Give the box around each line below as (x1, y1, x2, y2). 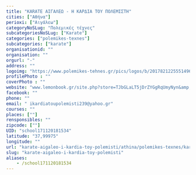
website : (6, 85, 27, 90)
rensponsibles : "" (6, 117, 51, 123)
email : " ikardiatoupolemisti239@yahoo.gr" (6, 100, 114, 107)
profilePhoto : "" (6, 73, 51, 79)
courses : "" (6, 106, 35, 112)
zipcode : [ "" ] (6, 123, 41, 128)
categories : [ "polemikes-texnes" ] (6, 36, 90, 41)
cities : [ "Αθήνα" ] (6, 14, 51, 20)
